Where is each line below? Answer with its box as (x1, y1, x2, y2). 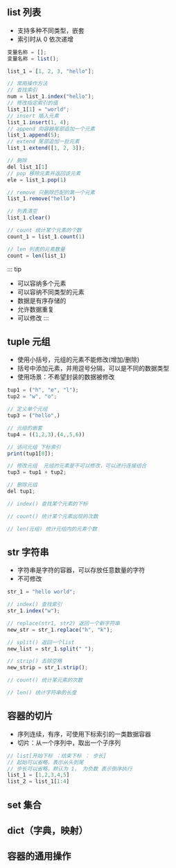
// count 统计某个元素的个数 (7, 227, 82, 234)
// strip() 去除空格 (7, 657, 62, 665)
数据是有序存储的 (17, 296, 67, 305)
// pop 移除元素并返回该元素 (7, 170, 81, 177)
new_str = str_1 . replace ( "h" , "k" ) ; (7, 626, 113, 633)
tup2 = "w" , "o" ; (7, 393, 58, 400)
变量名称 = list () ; (7, 55, 60, 62)
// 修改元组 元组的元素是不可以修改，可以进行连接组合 (7, 463, 147, 470)
